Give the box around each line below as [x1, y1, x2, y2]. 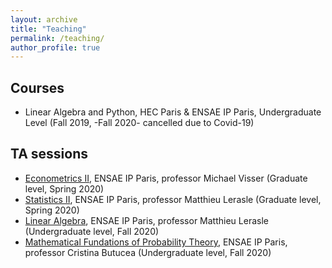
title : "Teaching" [10, 24, 87, 34]
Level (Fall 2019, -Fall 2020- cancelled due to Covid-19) [24, 117, 255, 129]
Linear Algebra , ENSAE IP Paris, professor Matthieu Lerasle [24, 214, 269, 226]
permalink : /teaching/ [10, 33, 105, 43]
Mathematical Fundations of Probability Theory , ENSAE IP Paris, [24, 236, 288, 248]
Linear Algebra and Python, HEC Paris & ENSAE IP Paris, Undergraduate [24, 106, 322, 118]
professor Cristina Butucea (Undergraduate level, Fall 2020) [24, 246, 272, 258]
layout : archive [10, 14, 78, 25]
